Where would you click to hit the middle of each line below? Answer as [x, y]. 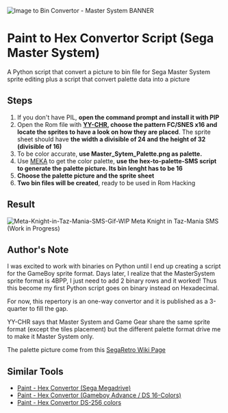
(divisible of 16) [39, 146]
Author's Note [38, 249]
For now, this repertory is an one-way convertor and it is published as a [107, 301]
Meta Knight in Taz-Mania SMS [175, 221]
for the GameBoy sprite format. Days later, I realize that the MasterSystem [111, 274]
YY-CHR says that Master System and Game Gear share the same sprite [109, 322]
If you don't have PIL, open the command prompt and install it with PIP [118, 117]
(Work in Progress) [34, 228]
